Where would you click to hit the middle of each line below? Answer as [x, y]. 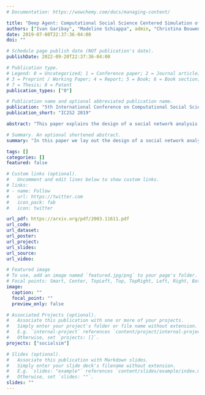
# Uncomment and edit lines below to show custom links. [83, 180]
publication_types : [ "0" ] [39, 90]
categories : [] [26, 157]
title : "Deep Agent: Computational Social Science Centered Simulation [99, 23]
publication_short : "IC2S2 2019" [49, 113]
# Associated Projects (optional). [52, 315]
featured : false [27, 163]
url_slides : [21, 247]
